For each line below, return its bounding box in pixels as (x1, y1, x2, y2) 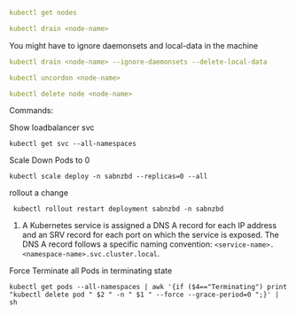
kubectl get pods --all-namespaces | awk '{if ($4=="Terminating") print (9, 283, 288, 292)
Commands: (9, 105, 54, 116)
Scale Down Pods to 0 (9, 155, 90, 165)
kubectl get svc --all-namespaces (9, 140, 137, 149)
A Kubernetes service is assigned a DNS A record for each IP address (21, 220, 277, 231)
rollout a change (9, 188, 69, 198)
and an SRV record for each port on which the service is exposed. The (21, 230, 279, 241)
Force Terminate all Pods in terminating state (9, 265, 173, 276)
